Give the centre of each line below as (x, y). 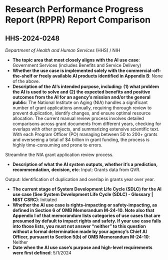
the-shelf (22, 76)
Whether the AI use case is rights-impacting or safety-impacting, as (85, 205)
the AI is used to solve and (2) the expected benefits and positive (81, 92)
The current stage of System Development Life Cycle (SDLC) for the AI (87, 189)
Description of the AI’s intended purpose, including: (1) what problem (85, 86)
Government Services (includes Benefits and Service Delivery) (77, 65)
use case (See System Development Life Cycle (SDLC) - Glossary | (83, 194)
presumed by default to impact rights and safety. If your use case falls (87, 221)
